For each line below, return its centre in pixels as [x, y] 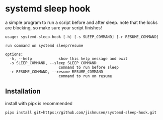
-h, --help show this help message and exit [69, 59]
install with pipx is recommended [39, 103]
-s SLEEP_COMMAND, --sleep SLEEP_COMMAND [53, 63]
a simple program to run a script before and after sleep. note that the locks [81, 22]
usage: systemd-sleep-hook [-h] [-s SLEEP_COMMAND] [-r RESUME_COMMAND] [82, 37]
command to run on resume [85, 76]
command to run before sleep [89, 67]
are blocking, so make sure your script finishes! [54, 27]
